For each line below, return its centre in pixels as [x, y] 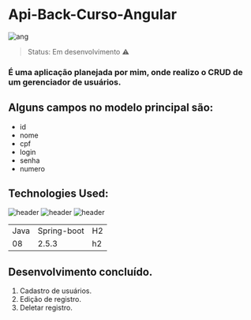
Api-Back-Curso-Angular [93, 15]
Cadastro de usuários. [56, 291]
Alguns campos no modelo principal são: [111, 108]
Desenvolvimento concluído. [81, 271]
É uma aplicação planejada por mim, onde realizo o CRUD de [126, 72]
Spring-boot [61, 231]
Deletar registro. [46, 308]
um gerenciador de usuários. [65, 82]
